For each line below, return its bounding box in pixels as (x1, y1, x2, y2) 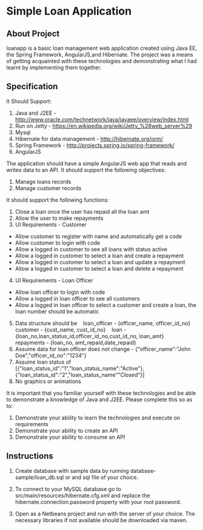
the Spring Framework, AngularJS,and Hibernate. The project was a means (6, 51, 193, 58)
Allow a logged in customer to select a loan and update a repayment (15, 258, 186, 265)
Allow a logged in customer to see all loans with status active (15, 245, 168, 253)
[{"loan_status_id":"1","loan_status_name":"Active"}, (15, 364, 144, 372)
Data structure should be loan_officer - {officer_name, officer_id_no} (15, 319, 191, 327)
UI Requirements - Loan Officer (15, 276, 94, 284)
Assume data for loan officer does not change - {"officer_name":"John (15, 345, 191, 353)
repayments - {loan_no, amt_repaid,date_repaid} (15, 339, 136, 346)
